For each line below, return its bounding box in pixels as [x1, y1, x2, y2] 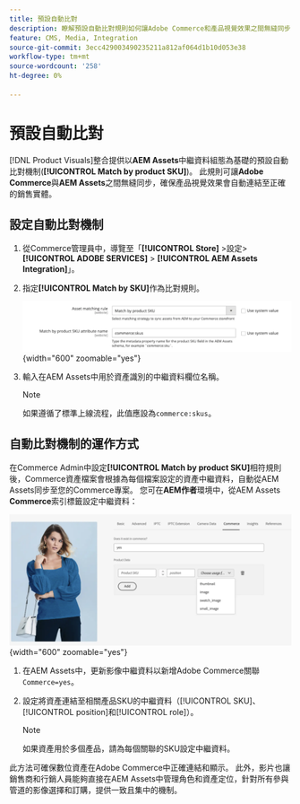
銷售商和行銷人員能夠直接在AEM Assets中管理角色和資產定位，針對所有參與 [9, 773, 289, 784]
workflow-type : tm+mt [9, 52, 90, 62]
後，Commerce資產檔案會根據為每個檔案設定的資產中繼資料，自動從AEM [9, 473, 279, 484]
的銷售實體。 [9, 188, 56, 199]
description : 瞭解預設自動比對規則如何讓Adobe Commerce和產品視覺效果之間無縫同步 [9, 23, 291, 33]
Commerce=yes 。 [21, 677, 79, 687]
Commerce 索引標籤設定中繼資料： [9, 495, 138, 506]
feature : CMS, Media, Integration [9, 33, 139, 42]
